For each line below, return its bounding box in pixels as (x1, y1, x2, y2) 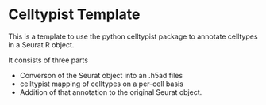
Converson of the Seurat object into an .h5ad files (19, 70, 183, 80)
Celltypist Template (8, 6, 141, 24)
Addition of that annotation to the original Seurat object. (19, 87, 202, 96)
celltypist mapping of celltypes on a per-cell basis (19, 79, 184, 88)
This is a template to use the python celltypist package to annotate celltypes (8, 32, 258, 41)
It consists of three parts (8, 55, 89, 65)
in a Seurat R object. (8, 39, 75, 49)
